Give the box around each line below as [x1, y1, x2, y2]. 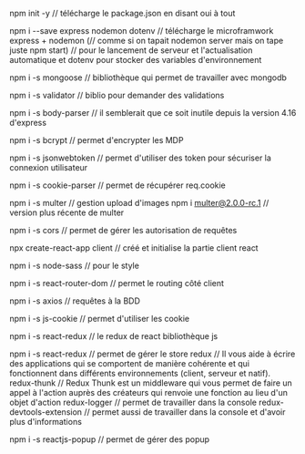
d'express [9, 118, 47, 128]
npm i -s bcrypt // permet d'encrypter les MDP [9, 135, 184, 145]
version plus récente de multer [9, 207, 125, 218]
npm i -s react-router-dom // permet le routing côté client [9, 278, 225, 288]
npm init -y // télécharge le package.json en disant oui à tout [9, 8, 236, 18]
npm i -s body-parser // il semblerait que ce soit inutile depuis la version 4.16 [9, 108, 297, 118]
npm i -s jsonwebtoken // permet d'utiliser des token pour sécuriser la [9, 152, 271, 163]
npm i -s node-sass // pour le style [9, 260, 139, 271]
